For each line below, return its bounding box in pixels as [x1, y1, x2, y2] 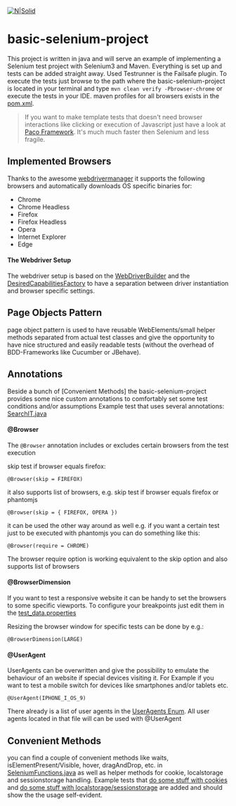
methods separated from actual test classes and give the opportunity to [7, 333, 215, 341]
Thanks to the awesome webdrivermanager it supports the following [7, 174, 205, 183]
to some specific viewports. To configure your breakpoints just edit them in [7, 601, 225, 609]
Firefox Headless [17, 218, 67, 226]
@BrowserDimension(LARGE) [7, 635, 83, 642]
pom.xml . [7, 99, 34, 107]
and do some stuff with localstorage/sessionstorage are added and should [7, 784, 223, 791]
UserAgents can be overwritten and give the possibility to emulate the [7, 666, 209, 675]
